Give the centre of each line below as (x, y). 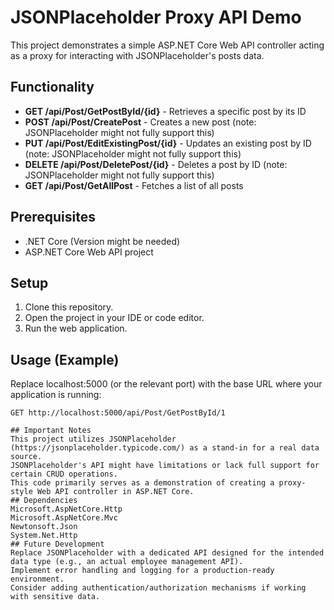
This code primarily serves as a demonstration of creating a (142, 483)
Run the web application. (76, 328)
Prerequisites (53, 217)
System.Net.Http (44, 536)
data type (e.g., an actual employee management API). (127, 562)
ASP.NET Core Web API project (89, 252)
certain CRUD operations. (64, 474)
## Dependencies (44, 501)
